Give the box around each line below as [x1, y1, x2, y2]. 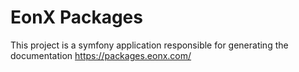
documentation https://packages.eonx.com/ [10, 49, 192, 61]
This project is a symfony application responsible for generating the [10, 39, 289, 51]
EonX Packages [10, 6, 143, 29]
